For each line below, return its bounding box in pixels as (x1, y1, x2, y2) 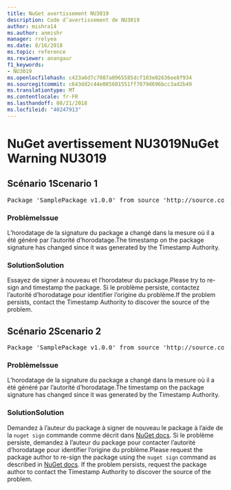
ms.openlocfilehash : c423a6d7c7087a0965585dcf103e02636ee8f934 (7, 74, 192, 81)
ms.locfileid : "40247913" (7, 106, 81, 113)
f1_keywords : (7, 61, 45, 68)
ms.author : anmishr (7, 29, 63, 37)
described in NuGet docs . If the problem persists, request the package (7, 460, 208, 469)
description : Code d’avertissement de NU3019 (7, 17, 140, 23)
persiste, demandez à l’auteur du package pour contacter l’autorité (7, 438, 196, 447)
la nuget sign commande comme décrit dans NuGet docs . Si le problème (7, 431, 214, 439)
